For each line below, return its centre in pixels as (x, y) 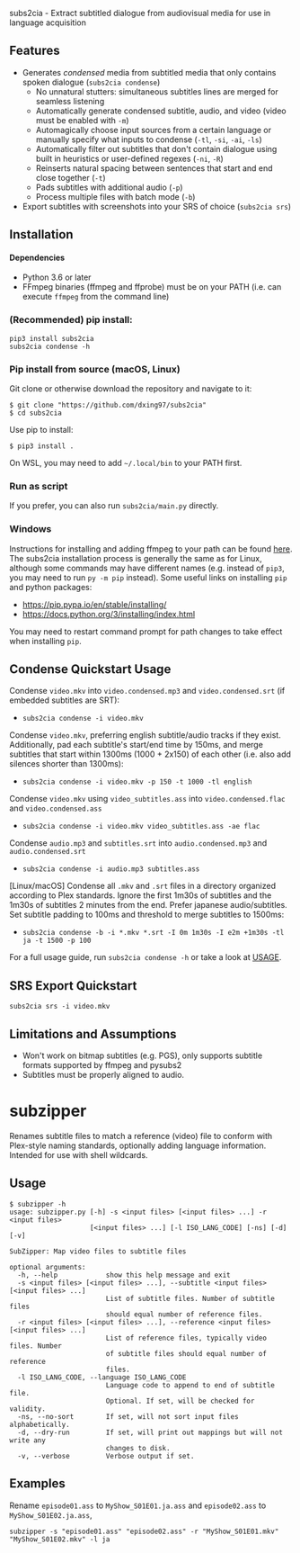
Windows (31, 529)
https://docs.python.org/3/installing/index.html (109, 614)
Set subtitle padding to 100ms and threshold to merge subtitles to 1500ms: (147, 915)
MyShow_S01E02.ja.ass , (51, 1514)
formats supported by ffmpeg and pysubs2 (102, 1065)
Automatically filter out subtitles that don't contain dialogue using (156, 148)
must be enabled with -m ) (82, 120)
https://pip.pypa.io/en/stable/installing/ (94, 604)
